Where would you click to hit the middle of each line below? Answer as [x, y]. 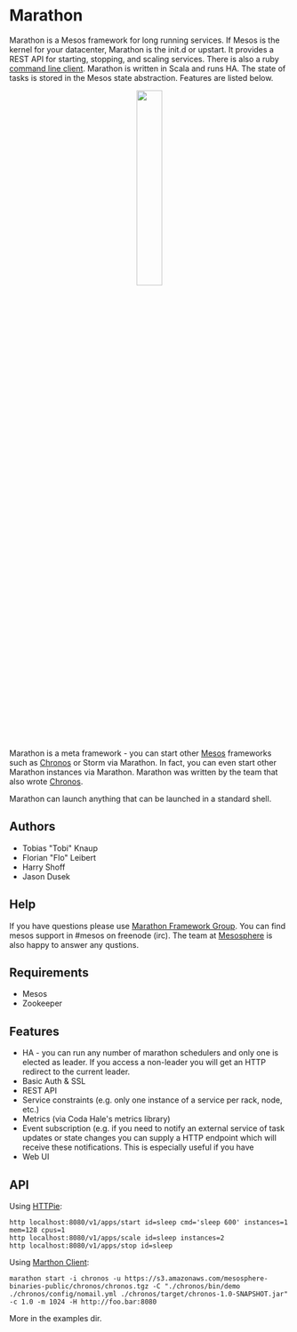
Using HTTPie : [36, 1206]
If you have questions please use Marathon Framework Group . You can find [148, 926]
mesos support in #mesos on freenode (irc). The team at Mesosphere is [141, 935]
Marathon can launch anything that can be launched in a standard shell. [140, 798]
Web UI [36, 1157]
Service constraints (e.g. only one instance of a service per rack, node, [152, 1100]
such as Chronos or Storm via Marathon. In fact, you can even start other [143, 762]
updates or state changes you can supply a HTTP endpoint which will [149, 1138]
